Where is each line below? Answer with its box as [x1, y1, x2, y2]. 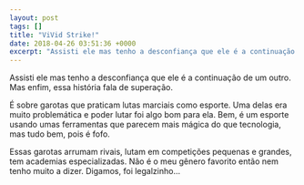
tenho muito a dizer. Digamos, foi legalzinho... [9, 166, 181, 177]
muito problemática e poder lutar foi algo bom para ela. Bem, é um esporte [9, 109, 289, 120]
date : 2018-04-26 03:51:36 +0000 [9, 38, 137, 48]
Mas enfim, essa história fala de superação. [9, 82, 173, 93]
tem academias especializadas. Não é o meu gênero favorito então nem [9, 156, 279, 167]
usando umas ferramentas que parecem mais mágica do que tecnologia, [9, 119, 282, 130]
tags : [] [9, 22, 43, 31]
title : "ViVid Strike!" [9, 30, 100, 39]
